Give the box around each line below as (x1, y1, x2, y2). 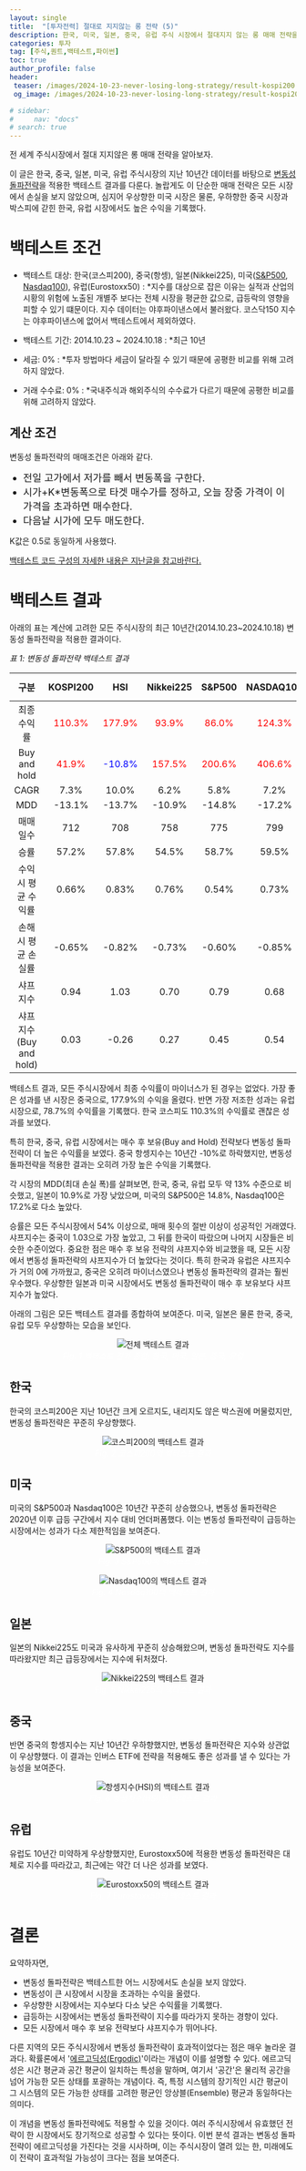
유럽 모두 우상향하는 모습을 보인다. (9, 1319, 131, 1330)
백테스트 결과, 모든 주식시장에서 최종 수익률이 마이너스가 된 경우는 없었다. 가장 (9, 1082, 287, 1093)
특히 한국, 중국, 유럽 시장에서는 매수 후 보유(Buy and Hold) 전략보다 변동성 (9, 1136, 275, 1147)
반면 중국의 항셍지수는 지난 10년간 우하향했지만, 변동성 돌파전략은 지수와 (9, 1739, 266, 1750)
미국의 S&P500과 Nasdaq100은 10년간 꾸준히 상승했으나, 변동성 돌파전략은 (9, 1502, 278, 1513)
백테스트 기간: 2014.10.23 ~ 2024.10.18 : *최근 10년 (22, 334, 207, 346)
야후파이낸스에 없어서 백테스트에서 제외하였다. (32, 315, 196, 326)
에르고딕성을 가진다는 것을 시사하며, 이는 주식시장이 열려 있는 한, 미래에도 (33, 2140, 294, 2151)
